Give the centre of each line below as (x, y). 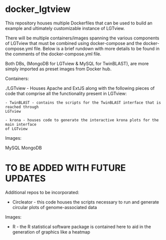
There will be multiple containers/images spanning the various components (82, 38)
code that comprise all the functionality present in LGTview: (66, 93)
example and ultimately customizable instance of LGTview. (65, 28)
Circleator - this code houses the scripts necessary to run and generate (86, 202)
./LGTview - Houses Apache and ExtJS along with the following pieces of (80, 88)
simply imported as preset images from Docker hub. (58, 69)
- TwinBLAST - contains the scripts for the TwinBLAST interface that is (83, 103)
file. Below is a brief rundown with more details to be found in (97, 48)
